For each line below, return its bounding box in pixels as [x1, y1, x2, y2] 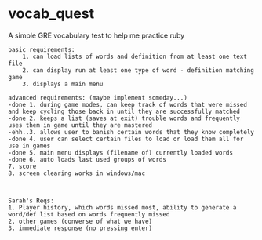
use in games [8, 142, 51, 150]
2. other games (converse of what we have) [8, 217, 153, 225]
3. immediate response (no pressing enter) [8, 224, 153, 232]
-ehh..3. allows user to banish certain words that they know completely [8, 128, 255, 136]
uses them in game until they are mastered [8, 121, 153, 129]
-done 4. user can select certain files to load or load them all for [8, 135, 244, 143]
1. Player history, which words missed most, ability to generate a [8, 203, 237, 212]
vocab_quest [8, 5, 95, 23]
